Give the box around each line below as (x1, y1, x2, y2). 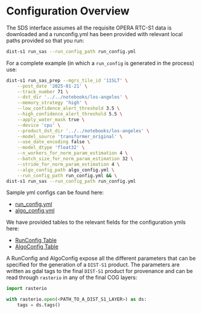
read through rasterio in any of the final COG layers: (6, 274, 137, 281)
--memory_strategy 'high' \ (17, 100, 87, 106)
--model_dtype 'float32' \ (17, 144, 85, 151)
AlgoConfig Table (14, 243, 58, 250)
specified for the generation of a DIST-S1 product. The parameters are (6, 261, 180, 268)
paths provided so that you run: (6, 37, 84, 44)
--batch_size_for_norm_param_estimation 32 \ (17, 156, 134, 162)
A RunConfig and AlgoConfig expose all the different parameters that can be (6, 254, 196, 262)
